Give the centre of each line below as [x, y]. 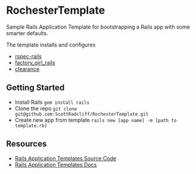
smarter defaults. [27, 33]
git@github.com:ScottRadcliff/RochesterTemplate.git [82, 114]
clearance [27, 69]
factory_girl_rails [35, 63]
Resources [27, 144]
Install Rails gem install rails [52, 102]
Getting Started [35, 88]
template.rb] [31, 126]
